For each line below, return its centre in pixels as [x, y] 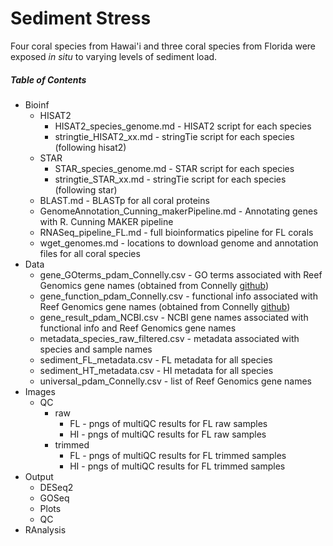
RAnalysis [45, 529]
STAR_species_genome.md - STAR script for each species [174, 168]
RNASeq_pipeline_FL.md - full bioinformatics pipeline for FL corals [176, 232]
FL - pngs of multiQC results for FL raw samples [168, 423]
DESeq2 [56, 487]
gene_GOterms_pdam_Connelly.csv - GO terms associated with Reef [181, 274]
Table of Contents [48, 79]
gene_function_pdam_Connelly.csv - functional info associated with [178, 296]
